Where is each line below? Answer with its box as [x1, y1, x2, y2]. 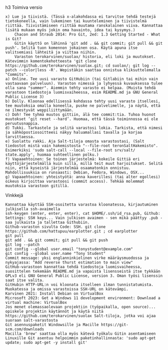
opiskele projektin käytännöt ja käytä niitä [5, 309, 103, 314]
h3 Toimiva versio [5, 5, 43, 10]
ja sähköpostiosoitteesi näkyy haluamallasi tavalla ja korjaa [5, 130, 143, 135]
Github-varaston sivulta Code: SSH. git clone [5, 224, 106, 229]
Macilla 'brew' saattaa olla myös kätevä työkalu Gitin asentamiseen [5, 331, 156, 336]
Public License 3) [5, 94, 44, 99]
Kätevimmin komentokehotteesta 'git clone [5, 59, 97, 64]
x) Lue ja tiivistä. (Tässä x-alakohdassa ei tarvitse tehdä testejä [5, 14, 156, 19]
